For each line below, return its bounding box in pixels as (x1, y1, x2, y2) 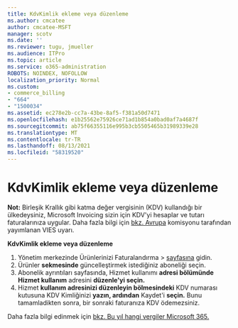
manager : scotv (7, 30, 53, 38)
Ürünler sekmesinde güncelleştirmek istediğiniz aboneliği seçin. (17, 261, 206, 269)
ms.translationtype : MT (7, 129, 78, 136)
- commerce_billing (7, 89, 65, 97)
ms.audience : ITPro (7, 50, 65, 58)
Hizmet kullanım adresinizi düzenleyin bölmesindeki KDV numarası (17, 283, 218, 292)
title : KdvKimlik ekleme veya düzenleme (7, 10, 129, 18)
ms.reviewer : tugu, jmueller (7, 43, 94, 50)
